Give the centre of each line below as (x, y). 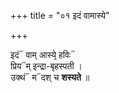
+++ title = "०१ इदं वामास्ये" (60, 15)
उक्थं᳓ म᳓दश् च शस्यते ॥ (50, 77)
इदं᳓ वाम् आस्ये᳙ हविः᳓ (43, 54)
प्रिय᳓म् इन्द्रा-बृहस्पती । (46, 66)
